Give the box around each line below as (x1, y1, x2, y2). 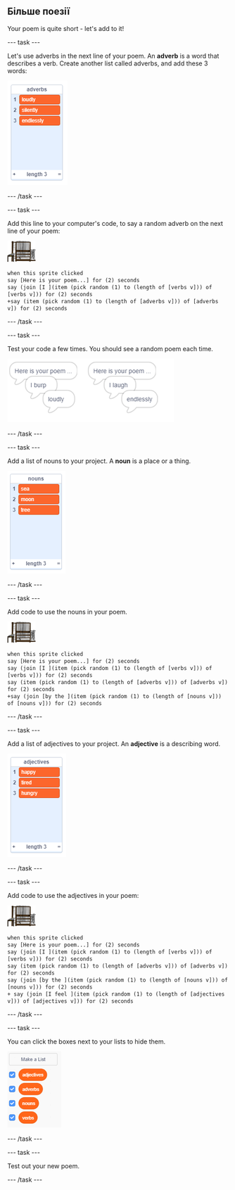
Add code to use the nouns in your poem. (7, 607, 128, 616)
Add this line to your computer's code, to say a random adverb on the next (7, 219, 224, 227)
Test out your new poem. (7, 1161, 80, 1170)
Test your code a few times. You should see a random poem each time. (7, 344, 213, 353)
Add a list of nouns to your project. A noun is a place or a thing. (7, 457, 191, 465)
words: (7, 66, 27, 75)
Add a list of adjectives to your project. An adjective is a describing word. (7, 739, 221, 748)
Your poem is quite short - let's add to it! (7, 24, 125, 32)
